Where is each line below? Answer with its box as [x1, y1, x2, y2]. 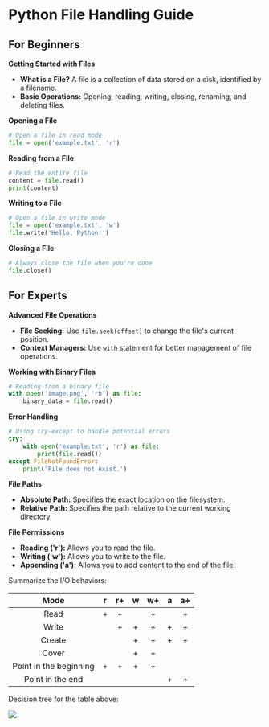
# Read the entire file [8, 169, 88, 177]
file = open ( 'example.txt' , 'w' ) [8, 221, 120, 230]
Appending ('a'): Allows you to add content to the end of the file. [19, 561, 235, 570]
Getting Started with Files [8, 59, 96, 68]
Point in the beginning [12, 661, 95, 672]
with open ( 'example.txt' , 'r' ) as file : [22, 442, 160, 450]
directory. [19, 512, 52, 522]
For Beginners [8, 38, 80, 51]
